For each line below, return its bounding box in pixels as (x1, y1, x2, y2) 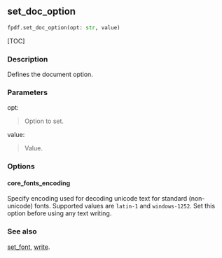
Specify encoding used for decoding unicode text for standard (7, 194, 188, 203)
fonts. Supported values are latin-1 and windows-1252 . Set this (34, 202, 216, 210)
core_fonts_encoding (7, 178, 71, 187)
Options (7, 162, 35, 171)
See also (7, 227, 37, 236)
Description (7, 54, 48, 64)
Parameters (7, 87, 48, 97)
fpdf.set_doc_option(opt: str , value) (7, 24, 120, 31)
